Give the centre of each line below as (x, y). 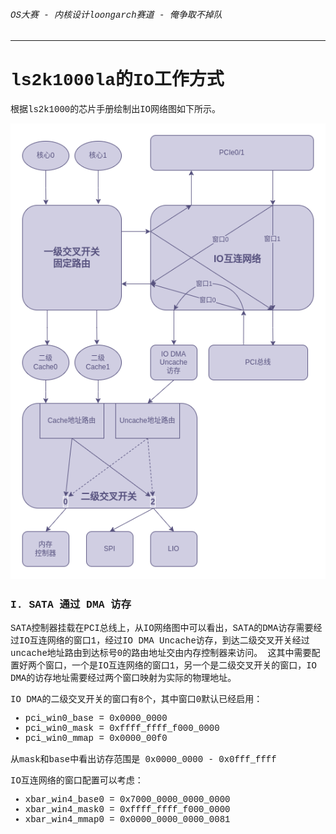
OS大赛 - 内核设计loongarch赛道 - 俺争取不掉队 (116, 15)
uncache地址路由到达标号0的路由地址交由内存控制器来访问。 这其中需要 (161, 653)
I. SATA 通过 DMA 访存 (71, 604)
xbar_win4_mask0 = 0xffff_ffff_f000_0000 (127, 809)
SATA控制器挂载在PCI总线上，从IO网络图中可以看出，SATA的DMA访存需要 (162, 628)
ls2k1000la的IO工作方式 (117, 80)
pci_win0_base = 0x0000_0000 (96, 718)
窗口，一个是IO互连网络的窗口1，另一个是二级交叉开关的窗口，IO (181, 665)
